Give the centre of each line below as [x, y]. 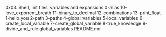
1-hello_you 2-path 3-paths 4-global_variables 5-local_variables [72, 18]
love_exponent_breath [29, 13]
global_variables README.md [70, 29]
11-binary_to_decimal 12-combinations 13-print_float [107, 13]
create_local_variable [27, 23]
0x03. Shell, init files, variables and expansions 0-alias [62, 7]
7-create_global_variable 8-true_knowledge [96, 23]
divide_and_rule [22, 29]
